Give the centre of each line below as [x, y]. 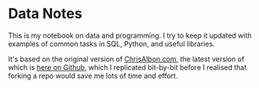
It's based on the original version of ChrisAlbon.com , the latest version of [126, 59]
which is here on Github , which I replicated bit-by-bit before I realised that [128, 67]
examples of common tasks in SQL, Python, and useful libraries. [111, 43]
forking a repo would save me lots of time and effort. [93, 75]
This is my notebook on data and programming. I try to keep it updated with [130, 35]
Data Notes [45, 14]
